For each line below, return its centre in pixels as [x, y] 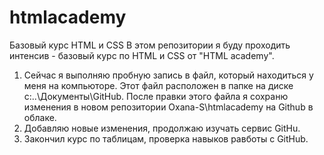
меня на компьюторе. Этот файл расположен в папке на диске [158, 85]
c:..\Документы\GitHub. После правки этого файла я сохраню [156, 96]
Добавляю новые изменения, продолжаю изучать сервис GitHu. [162, 128]
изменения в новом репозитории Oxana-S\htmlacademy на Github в [168, 107]
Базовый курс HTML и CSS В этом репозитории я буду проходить [150, 45]
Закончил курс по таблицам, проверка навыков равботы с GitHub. [166, 138]
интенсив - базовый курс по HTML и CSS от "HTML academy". [142, 55]
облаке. [40, 117]
